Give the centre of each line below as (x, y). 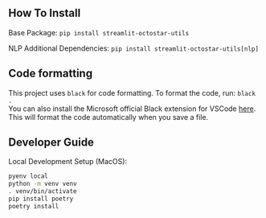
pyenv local (28, 176)
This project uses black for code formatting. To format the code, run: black (132, 93)
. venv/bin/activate (43, 191)
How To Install (45, 13)
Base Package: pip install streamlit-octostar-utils (99, 32)
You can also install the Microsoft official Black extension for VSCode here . (132, 109)
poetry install (34, 206)
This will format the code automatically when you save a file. (108, 117)
